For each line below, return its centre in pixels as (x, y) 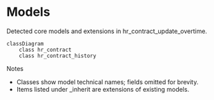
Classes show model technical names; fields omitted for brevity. (107, 82)
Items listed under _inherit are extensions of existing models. (103, 89)
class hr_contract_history (58, 56)
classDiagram (25, 43)
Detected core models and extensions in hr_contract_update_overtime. (107, 31)
